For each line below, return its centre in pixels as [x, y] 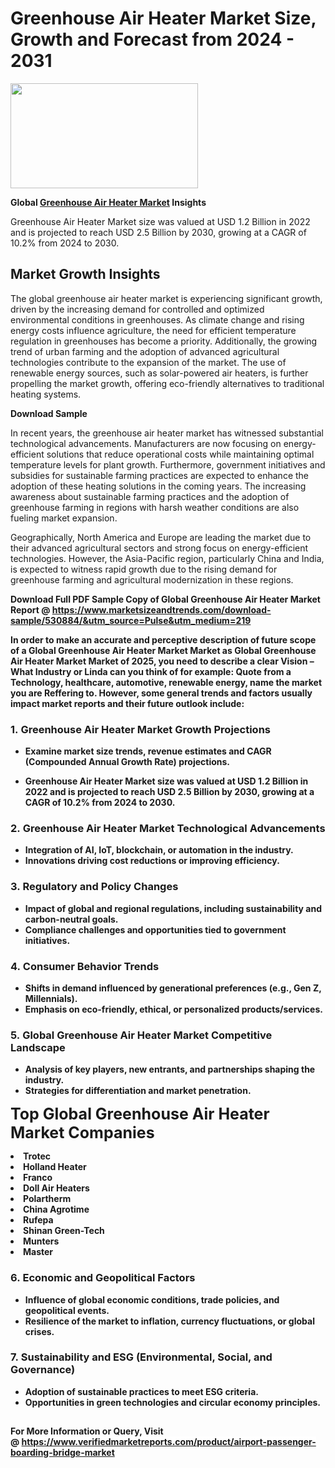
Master [38, 1252]
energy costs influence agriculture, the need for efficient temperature [153, 330]
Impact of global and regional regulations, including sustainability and [173, 908]
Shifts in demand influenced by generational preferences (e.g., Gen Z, [173, 988]
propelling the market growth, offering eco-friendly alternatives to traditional [167, 383]
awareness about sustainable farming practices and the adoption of [150, 496]
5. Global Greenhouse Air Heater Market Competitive [141, 1035]
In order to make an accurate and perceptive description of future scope [163, 639]
